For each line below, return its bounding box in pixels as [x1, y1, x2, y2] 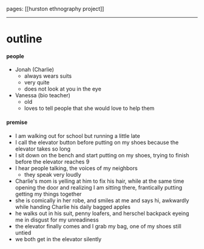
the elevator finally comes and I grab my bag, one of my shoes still [15, 222, 182, 230]
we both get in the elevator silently [15, 235, 102, 242]
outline [6, 32, 42, 46]
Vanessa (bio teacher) [15, 92, 71, 99]
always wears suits [24, 72, 72, 80]
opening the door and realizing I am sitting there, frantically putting [15, 183, 182, 191]
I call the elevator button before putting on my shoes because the [15, 138, 179, 146]
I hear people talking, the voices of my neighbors [15, 164, 138, 172]
